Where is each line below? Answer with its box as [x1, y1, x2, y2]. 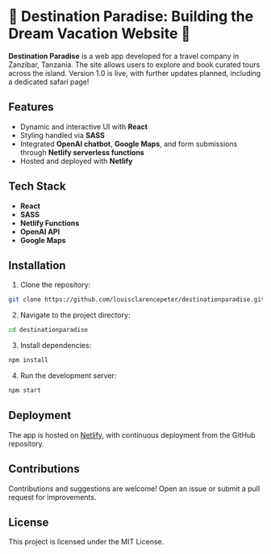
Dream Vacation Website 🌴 [8, 24, 191, 43]
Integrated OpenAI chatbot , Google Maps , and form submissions [19, 139, 238, 149]
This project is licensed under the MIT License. [8, 537, 165, 547]
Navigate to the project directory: [19, 310, 131, 320]
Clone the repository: [19, 280, 91, 290]
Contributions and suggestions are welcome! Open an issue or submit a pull [8, 484, 261, 493]
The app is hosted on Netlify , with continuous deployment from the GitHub [8, 430, 256, 439]
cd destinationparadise [8, 326, 89, 334]
